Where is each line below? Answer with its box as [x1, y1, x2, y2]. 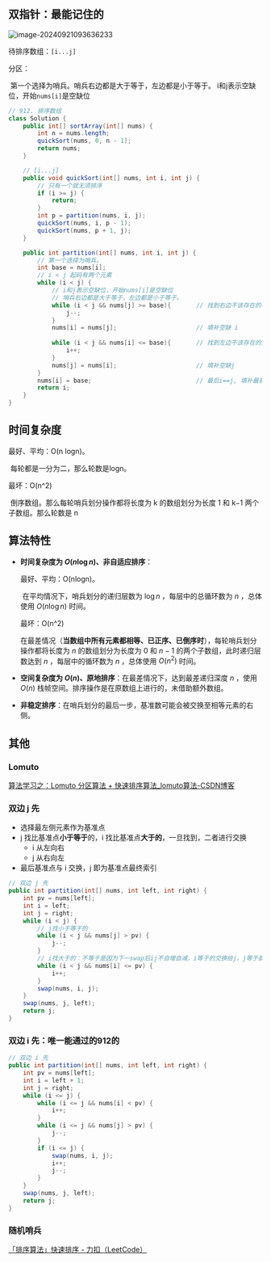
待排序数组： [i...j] [8, 46, 77, 56]
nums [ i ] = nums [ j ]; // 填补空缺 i [51, 324, 239, 332]
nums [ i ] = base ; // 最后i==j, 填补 [37, 376, 253, 385]
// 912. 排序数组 [8, 107, 62, 115]
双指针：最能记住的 [8, 7, 104, 22]
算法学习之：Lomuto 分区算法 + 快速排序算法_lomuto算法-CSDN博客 [8, 780, 236, 790]
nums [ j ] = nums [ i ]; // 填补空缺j [51, 361, 236, 369]
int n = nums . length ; [37, 129, 110, 137]
